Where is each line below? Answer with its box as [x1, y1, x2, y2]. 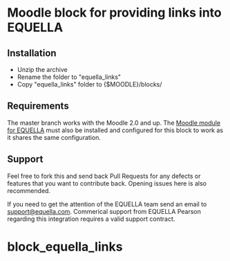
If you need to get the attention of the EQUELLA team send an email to [7, 199, 207, 208]
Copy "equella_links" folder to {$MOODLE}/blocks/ [17, 80, 162, 88]
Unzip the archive [17, 66, 68, 73]
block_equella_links [7, 239, 123, 254]
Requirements [7, 100, 69, 112]
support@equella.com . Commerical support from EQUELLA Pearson [7, 207, 202, 215]
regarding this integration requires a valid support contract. [7, 215, 175, 223]
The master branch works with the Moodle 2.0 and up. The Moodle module [7, 118, 221, 127]
